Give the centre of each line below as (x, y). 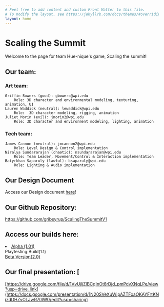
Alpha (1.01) (23, 246)
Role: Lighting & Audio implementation (54, 165)
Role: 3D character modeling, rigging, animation (66, 113)
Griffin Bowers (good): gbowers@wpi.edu (47, 96)
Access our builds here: (42, 234)
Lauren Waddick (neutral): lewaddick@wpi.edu (52, 109)
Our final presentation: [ (42, 272)
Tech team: (19, 133)
